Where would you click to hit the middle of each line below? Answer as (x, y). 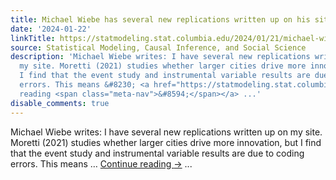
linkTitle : (33, 38)
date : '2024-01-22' (51, 29)
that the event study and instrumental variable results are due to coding (157, 153)
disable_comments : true (60, 103)
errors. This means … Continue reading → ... (101, 163)
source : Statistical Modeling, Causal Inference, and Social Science (158, 47)
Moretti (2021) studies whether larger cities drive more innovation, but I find (166, 142)
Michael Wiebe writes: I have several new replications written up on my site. (166, 132)
